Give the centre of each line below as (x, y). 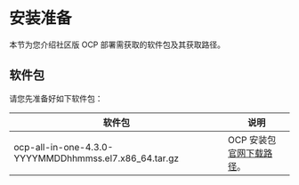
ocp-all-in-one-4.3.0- (64, 147)
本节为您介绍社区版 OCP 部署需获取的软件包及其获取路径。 (117, 44)
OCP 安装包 (252, 140)
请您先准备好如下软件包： (56, 98)
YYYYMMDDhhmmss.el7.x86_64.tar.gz (97, 158)
